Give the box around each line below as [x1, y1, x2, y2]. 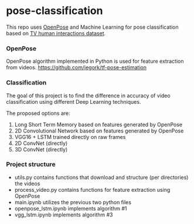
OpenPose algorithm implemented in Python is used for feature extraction [6, 57, 184, 65]
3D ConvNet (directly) [14, 145, 68, 153]
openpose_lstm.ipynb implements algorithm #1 [14, 205, 127, 212]
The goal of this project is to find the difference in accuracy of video [6, 92, 171, 99]
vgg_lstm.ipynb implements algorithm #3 [14, 211, 113, 218]
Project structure [6, 160, 56, 168]
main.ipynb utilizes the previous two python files [14, 198, 132, 206]
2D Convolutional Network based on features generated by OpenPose [14, 127, 184, 134]
